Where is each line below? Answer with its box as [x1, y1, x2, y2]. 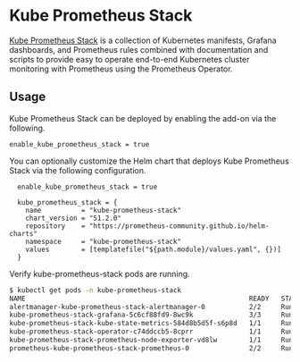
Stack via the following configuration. [9, 164, 146, 175]
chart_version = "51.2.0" [25, 214, 122, 223]
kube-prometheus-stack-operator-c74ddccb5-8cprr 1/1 [9, 327, 262, 336]
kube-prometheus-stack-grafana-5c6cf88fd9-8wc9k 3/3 [9, 310, 262, 320]
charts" [9, 229, 38, 238]
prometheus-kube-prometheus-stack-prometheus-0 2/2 [9, 343, 262, 353]
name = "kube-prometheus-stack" [25, 206, 181, 215]
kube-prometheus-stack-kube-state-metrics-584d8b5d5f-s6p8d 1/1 [9, 319, 262, 328]
